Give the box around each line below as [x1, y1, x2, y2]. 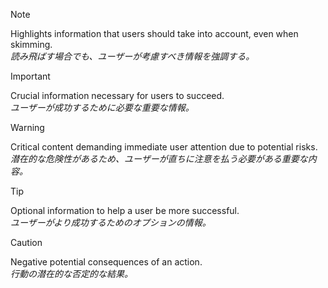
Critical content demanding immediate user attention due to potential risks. [10, 141, 318, 153]
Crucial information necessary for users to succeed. [10, 90, 225, 101]
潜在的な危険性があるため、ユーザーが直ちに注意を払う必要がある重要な [10, 153, 308, 164]
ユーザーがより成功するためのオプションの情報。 [10, 217, 212, 228]
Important [10, 70, 51, 82]
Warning [10, 122, 45, 133]
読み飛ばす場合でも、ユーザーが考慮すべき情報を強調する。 [10, 50, 255, 62]
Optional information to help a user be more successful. [10, 205, 240, 216]
